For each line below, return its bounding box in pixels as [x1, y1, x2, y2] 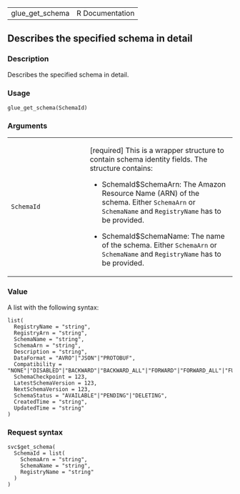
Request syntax [7, 427, 63, 437]
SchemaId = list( [14, 450, 66, 457]
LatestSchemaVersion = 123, [14, 379, 98, 387]
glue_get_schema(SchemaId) [7, 104, 88, 112]
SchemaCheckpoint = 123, [14, 373, 88, 380]
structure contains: [89, 164, 154, 174]
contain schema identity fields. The [89, 154, 208, 164]
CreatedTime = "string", [14, 398, 88, 405]
